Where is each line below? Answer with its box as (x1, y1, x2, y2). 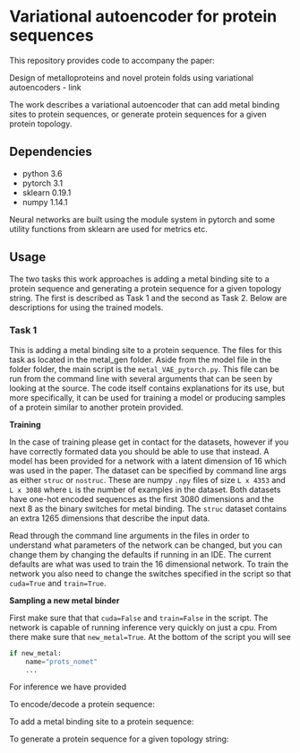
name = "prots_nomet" (25, 657, 99, 666)
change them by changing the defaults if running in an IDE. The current (9, 549, 271, 559)
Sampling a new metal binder (9, 594, 120, 606)
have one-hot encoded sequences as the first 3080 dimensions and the (9, 493, 275, 504)
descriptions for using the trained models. (9, 302, 164, 313)
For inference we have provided (9, 681, 127, 692)
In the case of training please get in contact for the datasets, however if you (9, 437, 289, 447)
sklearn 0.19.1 (21, 186, 72, 198)
